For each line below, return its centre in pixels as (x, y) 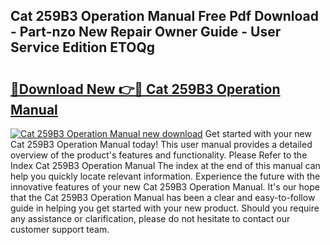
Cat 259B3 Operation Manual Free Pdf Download (165, 16)
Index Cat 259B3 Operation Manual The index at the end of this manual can (165, 165)
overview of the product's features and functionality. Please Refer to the (159, 155)
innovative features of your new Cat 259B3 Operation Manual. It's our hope (165, 187)
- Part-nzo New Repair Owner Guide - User (146, 32)
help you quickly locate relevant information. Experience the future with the (165, 176)
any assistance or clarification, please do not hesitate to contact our (150, 218)
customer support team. (60, 229)
